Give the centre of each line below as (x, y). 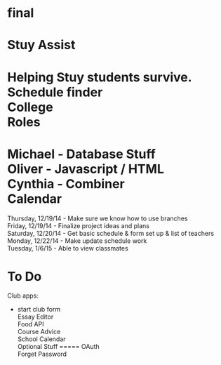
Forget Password (42, 354)
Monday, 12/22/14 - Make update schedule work (77, 241)
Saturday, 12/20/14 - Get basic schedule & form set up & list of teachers (111, 233)
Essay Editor (35, 317)
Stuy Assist (41, 45)
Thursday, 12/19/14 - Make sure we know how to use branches (98, 218)
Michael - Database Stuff (81, 154)
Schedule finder (55, 92)
